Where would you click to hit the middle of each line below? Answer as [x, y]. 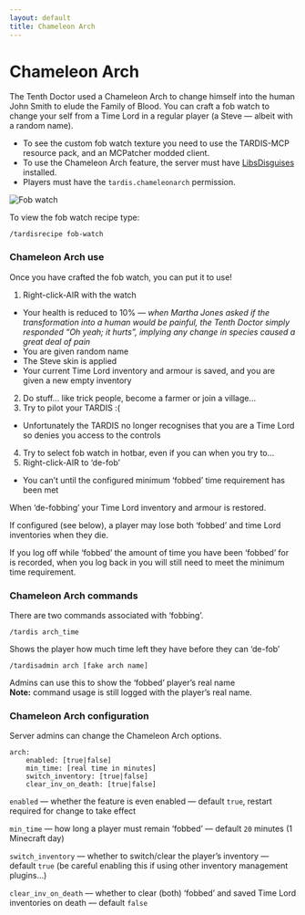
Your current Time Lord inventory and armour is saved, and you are [149, 370]
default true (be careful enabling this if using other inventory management [149, 866]
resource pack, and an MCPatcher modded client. [116, 153]
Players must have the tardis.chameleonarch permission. [129, 182]
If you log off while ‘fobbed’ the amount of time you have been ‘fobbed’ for [149, 552]
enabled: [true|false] [69, 761]
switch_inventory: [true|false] [87, 776]
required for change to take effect [73, 811]
